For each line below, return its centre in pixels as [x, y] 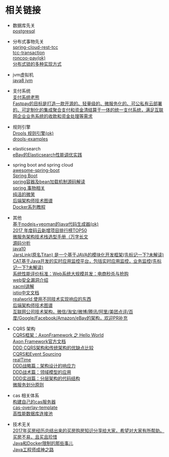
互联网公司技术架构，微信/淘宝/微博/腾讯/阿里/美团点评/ [71, 311]
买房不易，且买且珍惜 [35, 437]
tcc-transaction [29, 52]
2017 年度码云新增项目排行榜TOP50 [50, 230]
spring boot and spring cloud [43, 164]
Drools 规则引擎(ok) [33, 133]
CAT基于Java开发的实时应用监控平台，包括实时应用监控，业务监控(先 [85, 261]
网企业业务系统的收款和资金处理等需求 [52, 116]
